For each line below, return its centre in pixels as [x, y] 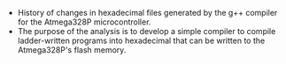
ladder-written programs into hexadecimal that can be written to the [141, 40]
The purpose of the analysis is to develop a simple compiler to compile [147, 31]
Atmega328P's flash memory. [72, 50]
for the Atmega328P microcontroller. [84, 22]
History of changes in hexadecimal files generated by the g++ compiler [147, 13]
